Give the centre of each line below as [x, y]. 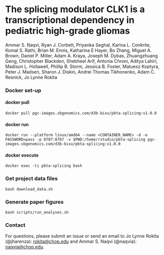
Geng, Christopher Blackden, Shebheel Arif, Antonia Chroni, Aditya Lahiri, [81, 61]
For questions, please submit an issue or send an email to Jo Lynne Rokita [82, 236]
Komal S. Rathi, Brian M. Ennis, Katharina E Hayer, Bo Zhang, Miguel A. [78, 50]
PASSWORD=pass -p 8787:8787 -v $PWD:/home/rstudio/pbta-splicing [75, 140]
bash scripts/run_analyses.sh [37, 212]
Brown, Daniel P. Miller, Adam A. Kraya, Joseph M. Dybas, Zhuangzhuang [81, 56]
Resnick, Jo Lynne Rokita [31, 77]
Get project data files [32, 178]
